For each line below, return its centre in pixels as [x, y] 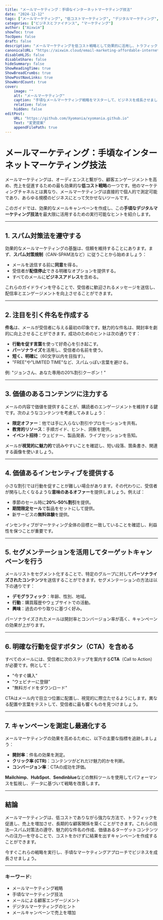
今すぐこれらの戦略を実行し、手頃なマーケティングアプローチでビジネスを [79, 852]
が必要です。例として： [28, 665]
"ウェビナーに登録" [31, 682]
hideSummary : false [25, 64]
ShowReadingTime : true [28, 69]
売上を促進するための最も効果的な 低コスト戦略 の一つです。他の [77, 186]
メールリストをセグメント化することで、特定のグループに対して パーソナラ [79, 574]
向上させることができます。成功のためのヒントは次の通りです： [77, 333]
